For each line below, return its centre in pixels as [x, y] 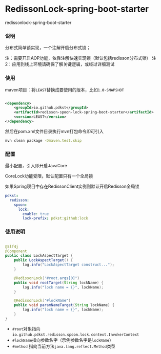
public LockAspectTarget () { [43, 260]
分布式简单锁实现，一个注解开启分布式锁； [48, 48]
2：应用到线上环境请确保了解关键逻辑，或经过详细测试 [60, 64]
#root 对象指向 [26, 329]
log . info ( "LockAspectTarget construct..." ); [69, 265]
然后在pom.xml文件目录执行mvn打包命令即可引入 [54, 131]
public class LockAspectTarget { [39, 256]
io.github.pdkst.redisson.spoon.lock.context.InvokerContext [76, 334]
